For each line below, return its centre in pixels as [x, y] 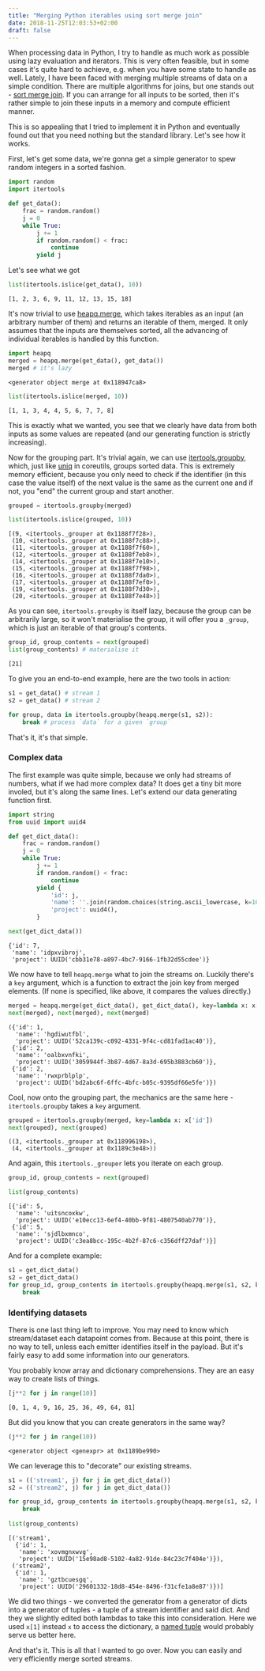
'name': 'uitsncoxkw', [52, 1214]
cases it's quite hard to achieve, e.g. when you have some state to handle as [132, 70]
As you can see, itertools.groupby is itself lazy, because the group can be [130, 611]
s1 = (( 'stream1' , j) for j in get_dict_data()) [90, 1480]
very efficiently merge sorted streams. [70, 1658]
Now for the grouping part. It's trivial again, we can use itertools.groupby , [127, 457]
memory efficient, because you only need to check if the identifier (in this [127, 474]
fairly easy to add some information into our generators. [99, 1355]
